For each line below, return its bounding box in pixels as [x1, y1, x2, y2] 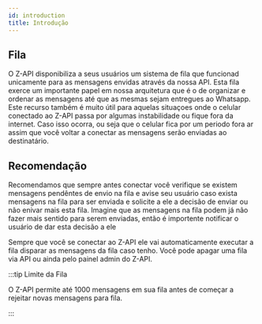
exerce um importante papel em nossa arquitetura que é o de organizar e [8, 86, 246, 96]
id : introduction [8, 11, 65, 20]
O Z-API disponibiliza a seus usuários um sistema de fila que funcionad [8, 69, 239, 79]
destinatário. [8, 136, 49, 146]
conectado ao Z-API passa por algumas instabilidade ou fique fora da [8, 111, 234, 121]
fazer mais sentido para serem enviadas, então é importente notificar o [8, 214, 239, 224]
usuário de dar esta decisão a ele [8, 222, 117, 232]
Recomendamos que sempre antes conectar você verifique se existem [8, 180, 238, 190]
